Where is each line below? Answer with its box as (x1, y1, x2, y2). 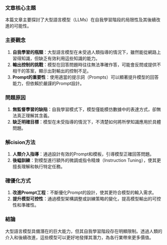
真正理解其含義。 (16, 112, 52, 118)
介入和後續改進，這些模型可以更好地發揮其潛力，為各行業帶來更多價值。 (5, 234, 154, 240)
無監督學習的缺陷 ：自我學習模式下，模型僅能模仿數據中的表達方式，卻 (12, 106, 157, 112)
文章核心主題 (5, 4, 36, 11)
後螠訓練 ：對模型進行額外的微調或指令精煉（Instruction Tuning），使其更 (12, 157, 161, 163)
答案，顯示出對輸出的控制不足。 (25, 67, 91, 73)
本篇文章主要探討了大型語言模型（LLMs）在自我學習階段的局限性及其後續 (5, 16, 156, 23)
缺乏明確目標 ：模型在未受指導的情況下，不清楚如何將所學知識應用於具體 (12, 118, 161, 124)
